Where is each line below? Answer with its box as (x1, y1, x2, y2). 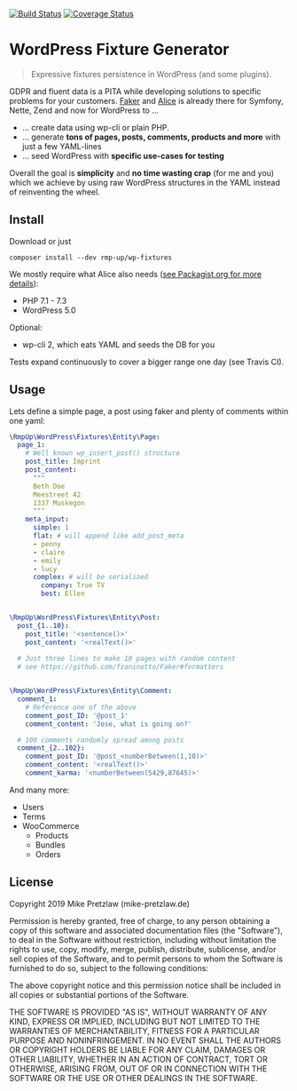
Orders (35, 848, 61, 859)
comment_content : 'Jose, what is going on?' (25, 720, 192, 729)
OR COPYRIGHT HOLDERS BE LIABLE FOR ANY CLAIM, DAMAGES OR (9, 1044, 266, 1055)
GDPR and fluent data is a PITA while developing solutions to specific (9, 85, 262, 97)
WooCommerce (21, 820, 80, 831)
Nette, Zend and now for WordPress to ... (9, 105, 160, 115)
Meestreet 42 (32, 490, 82, 499)
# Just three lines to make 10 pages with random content (17, 654, 237, 664)
